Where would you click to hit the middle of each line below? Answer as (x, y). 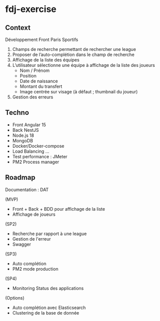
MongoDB (23, 140)
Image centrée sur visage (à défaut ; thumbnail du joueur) (79, 92)
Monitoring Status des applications (48, 288)
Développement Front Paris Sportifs (42, 39)
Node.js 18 (23, 135)
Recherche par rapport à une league (49, 234)
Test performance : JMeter (40, 156)
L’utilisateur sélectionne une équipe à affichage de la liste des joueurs (83, 65)
